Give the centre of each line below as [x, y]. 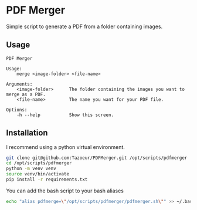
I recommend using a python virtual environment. [65, 147]
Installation [27, 133]
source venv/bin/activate [38, 174]
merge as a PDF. [26, 94]
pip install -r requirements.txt [47, 179]
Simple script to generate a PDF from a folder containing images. [84, 26]
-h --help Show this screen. [65, 115]
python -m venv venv [31, 169]
